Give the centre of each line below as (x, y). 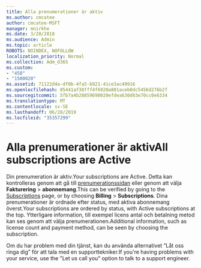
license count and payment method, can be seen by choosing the (87, 228)
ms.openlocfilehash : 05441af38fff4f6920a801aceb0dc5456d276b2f (87, 90)
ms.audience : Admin (31, 40)
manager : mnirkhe (28, 28)
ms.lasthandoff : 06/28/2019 (41, 112)
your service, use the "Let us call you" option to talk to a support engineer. (98, 258)
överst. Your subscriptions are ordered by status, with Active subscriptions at (101, 209)
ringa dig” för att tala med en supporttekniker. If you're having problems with (100, 252)
